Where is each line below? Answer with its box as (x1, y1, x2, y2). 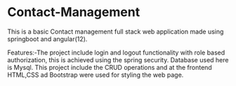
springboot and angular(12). (7, 34, 88, 43)
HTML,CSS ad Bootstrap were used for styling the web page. (7, 71, 184, 79)
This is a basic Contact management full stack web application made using (7, 27, 224, 36)
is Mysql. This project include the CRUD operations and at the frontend (7, 63, 212, 71)
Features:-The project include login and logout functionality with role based (7, 48, 225, 57)
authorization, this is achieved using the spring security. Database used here (7, 55, 229, 64)
